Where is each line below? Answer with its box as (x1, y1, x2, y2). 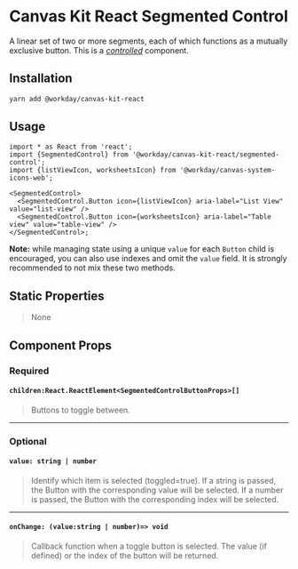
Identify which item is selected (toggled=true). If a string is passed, (30, 475, 277, 485)
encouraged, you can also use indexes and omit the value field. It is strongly (9, 253, 287, 264)
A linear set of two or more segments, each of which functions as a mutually (9, 36, 288, 46)
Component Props (9, 338, 113, 353)
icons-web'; (9, 173, 53, 183)
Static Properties (9, 288, 105, 303)
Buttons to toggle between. (30, 405, 130, 415)
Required (9, 365, 50, 377)
